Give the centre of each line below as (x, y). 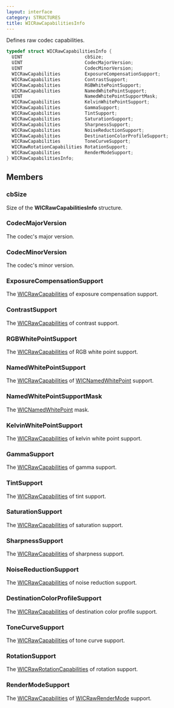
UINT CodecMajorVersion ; (73, 63)
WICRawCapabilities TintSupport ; (65, 113)
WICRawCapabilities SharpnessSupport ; (71, 125)
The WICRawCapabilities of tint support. (56, 496)
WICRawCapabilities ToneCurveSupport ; (71, 142)
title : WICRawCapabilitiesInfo (46, 23)
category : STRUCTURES (34, 18)
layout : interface (29, 12)
